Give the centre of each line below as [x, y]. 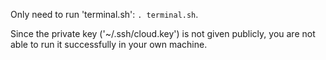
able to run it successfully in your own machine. [109, 44]
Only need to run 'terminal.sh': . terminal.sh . [104, 14]
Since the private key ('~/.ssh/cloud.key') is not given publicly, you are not [163, 33]
